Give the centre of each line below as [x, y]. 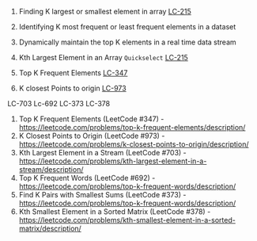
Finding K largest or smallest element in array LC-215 [105, 11]
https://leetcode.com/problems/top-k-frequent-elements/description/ [132, 127]
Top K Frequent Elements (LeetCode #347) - [91, 119]
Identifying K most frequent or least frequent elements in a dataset [127, 27]
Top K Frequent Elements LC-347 [73, 73]
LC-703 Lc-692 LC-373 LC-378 [59, 103]
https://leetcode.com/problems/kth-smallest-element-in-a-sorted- [127, 220]
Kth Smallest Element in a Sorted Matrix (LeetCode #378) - [115, 212]
